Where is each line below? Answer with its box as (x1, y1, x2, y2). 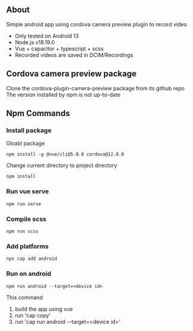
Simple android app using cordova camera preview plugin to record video (6, 20, 187, 28)
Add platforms (6, 242, 49, 250)
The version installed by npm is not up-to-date (6, 91, 121, 98)
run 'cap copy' (14, 311, 51, 319)
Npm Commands (6, 108, 71, 119)
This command (6, 293, 43, 301)
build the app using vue (14, 305, 73, 312)
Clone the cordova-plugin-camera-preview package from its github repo (6, 84, 185, 92)
